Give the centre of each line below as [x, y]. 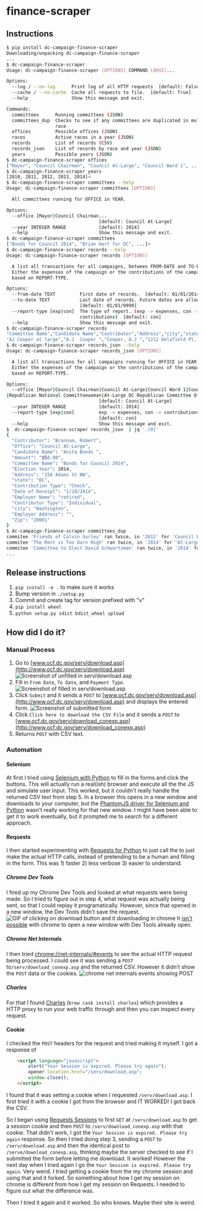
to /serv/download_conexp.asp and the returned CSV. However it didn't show [101, 967]
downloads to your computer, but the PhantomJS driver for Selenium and [98, 803]
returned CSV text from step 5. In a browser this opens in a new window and [102, 797]
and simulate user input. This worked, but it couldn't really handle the [93, 791]
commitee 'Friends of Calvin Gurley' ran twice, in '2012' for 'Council [100, 537]
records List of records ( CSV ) [62, 143]
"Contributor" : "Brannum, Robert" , [57, 441]
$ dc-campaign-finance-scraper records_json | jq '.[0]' [83, 429]
